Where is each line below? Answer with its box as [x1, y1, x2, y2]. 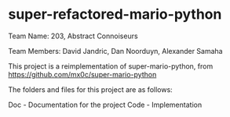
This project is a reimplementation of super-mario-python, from [8, 61, 214, 71]
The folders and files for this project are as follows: [8, 84, 173, 94]
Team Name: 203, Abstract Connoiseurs [8, 31, 139, 41]
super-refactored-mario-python [8, 5, 222, 23]
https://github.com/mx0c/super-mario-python [8, 69, 157, 79]
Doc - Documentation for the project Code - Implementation [8, 100, 203, 109]
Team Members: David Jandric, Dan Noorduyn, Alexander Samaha [8, 46, 223, 55]
